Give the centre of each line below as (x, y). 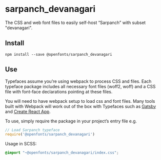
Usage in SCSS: (21, 144)
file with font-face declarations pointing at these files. (59, 91)
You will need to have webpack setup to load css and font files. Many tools (80, 101)
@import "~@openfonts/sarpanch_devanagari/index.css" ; (62, 153)
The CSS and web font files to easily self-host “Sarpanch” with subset (75, 23)
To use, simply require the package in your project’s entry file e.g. (71, 121)
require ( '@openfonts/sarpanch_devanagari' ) (50, 135)
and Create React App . (28, 112)
